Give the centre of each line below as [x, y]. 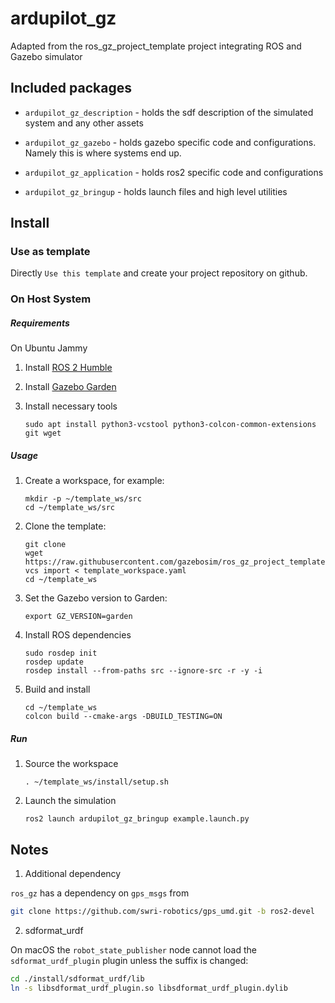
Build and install [57, 689]
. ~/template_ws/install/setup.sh [96, 782]
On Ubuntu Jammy [49, 348]
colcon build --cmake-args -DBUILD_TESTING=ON [123, 717]
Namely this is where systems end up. [103, 153]
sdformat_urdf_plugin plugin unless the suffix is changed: [129, 960]
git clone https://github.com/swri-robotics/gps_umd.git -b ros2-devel [162, 912]
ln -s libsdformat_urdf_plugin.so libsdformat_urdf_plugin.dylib [149, 988]
